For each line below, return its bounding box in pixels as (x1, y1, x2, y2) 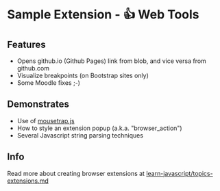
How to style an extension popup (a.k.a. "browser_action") (16, 124, 183, 132)
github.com (16, 64, 50, 72)
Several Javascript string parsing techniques (16, 131, 144, 139)
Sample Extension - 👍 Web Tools (7, 7, 200, 23)
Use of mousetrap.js (16, 116, 75, 125)
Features (7, 38, 46, 50)
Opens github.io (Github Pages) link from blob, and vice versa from (16, 57, 207, 65)
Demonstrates (7, 99, 70, 110)
